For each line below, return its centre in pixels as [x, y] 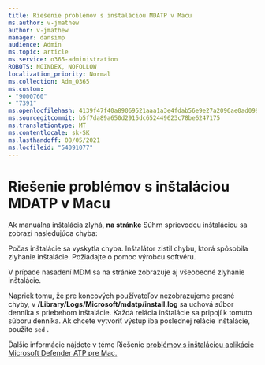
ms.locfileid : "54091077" [50, 147]
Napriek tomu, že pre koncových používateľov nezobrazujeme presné [121, 296]
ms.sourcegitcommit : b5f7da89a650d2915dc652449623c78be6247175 [114, 118]
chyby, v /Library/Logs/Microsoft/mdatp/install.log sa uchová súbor [121, 304]
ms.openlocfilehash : [42, 111]
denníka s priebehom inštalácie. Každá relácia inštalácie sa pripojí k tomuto [130, 313]
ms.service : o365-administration [63, 60]
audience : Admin [35, 45]
